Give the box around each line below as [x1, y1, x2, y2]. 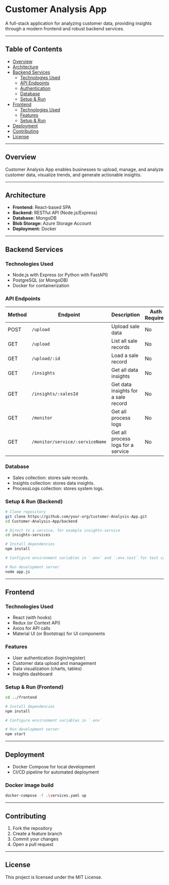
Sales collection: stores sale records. [12, 475, 89, 481]
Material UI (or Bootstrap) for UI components [12, 631, 106, 637]
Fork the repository [12, 825, 53, 831]
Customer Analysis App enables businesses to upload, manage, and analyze [5, 166, 163, 172]
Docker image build [5, 782, 54, 789]
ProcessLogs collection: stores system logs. [12, 485, 104, 491]
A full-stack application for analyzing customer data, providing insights [5, 20, 152, 26]
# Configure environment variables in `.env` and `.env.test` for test [5, 555, 158, 561]
